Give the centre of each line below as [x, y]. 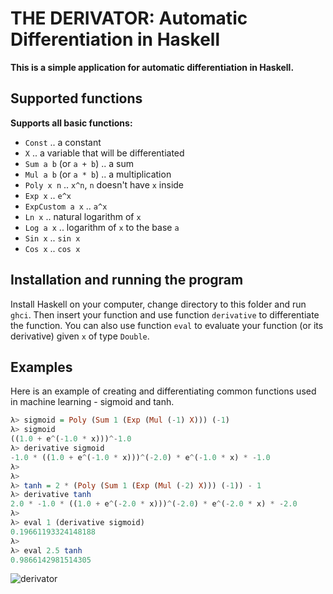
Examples [41, 367]
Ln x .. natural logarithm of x [83, 216]
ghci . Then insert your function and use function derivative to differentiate [165, 314]
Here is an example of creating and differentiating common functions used [163, 391]
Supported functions [76, 98]
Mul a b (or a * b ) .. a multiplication [98, 174]
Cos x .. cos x [52, 248]
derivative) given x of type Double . [80, 336]
